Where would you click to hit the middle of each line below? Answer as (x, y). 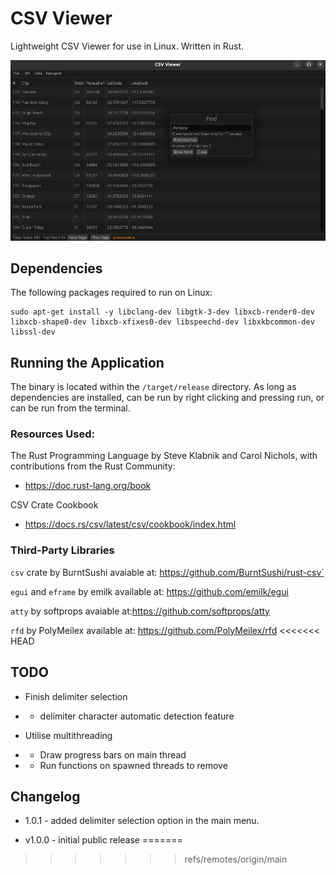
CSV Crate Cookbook (54, 505)
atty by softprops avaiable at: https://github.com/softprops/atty (140, 611)
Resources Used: (52, 434)
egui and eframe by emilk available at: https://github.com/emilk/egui (149, 591)
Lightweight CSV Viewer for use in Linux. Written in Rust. (127, 46)
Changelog (45, 796)
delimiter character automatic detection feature (137, 716)
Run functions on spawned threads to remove (133, 765)
